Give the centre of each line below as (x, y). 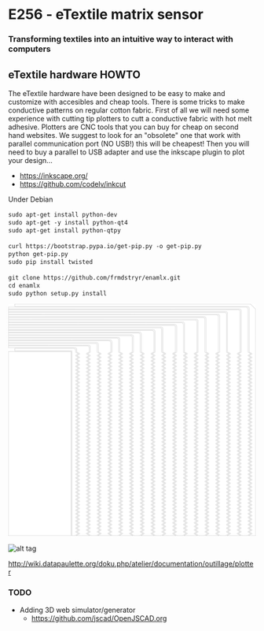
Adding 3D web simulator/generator (77, 610)
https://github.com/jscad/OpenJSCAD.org (99, 618)
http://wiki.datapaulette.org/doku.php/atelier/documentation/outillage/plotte (131, 564)
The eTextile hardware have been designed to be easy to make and (117, 93)
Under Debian (31, 199)
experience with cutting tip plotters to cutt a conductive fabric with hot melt (130, 118)
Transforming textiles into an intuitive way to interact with (121, 39)
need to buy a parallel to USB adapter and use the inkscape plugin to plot (126, 152)
